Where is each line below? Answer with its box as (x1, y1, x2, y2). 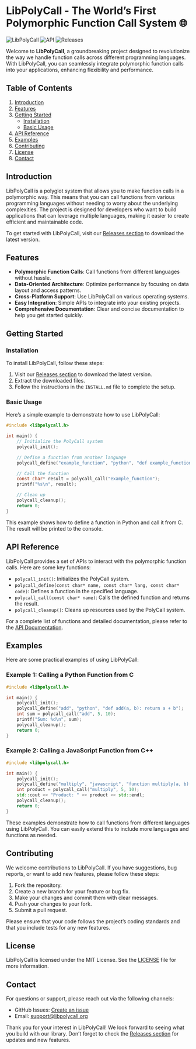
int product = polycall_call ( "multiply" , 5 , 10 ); (16, 787, 140, 793)
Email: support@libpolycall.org (14, 1013, 89, 1020)
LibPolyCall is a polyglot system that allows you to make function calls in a (6, 187, 184, 194)
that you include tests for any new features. (6, 924, 111, 931)
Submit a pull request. (14, 906, 68, 913)
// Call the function (16, 470, 69, 476)
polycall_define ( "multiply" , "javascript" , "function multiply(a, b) (16, 781, 190, 787)
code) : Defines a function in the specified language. (14, 587, 139, 594)
